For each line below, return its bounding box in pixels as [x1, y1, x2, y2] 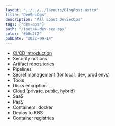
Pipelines [12, 66, 32, 72]
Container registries [12, 115, 54, 121]
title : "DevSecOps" [5, 12, 47, 17]
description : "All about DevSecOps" [5, 17, 83, 22]
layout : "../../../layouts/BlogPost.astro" [5, 7, 99, 13]
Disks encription [12, 82, 47, 88]
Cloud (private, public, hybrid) [12, 88, 75, 94]
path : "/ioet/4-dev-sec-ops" [5, 27, 67, 32]
